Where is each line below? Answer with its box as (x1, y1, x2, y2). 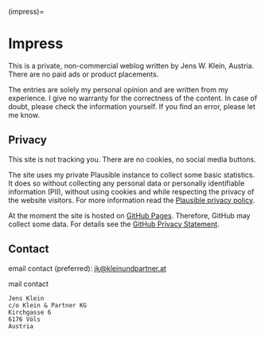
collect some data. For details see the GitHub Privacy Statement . (8, 219, 220, 229)
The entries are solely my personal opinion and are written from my (8, 84, 229, 94)
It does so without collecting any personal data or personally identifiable (8, 178, 245, 188)
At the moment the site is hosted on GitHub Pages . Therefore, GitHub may (8, 210, 251, 220)
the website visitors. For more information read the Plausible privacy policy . (8, 195, 255, 205)
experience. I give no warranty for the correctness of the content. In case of (8, 93, 258, 103)
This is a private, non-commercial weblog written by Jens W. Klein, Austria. (8, 61, 255, 70)
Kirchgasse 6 (8, 308, 52, 316)
